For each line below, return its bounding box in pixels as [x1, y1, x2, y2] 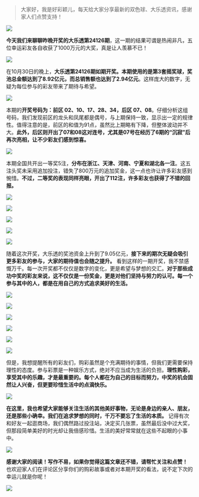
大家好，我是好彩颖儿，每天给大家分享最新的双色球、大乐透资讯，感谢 [20, 6, 192, 12]
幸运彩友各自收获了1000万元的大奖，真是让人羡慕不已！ [11, 44, 148, 51]
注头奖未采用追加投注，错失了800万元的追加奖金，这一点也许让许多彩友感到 [6, 167, 192, 174]
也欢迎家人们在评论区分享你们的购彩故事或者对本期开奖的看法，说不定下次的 [6, 466, 193, 473]
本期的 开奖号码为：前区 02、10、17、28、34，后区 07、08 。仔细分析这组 [6, 107, 188, 113]
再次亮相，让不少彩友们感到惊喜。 [6, 136, 89, 143]
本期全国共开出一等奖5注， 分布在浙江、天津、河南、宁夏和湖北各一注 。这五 [6, 160, 191, 166]
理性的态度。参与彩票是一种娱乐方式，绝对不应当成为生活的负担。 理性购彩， [6, 367, 193, 373]
